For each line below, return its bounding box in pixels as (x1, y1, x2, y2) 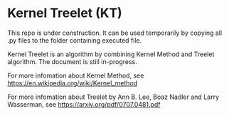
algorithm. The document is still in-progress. (7, 57, 137, 65)
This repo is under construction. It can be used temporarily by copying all (7, 28, 223, 37)
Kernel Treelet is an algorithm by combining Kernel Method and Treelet (7, 50, 215, 58)
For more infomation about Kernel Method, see (7, 71, 144, 80)
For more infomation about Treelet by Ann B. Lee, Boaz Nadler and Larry (7, 93, 219, 101)
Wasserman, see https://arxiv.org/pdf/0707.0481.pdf (7, 100, 161, 108)
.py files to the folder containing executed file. (7, 36, 142, 44)
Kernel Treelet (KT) (7, 5, 122, 21)
